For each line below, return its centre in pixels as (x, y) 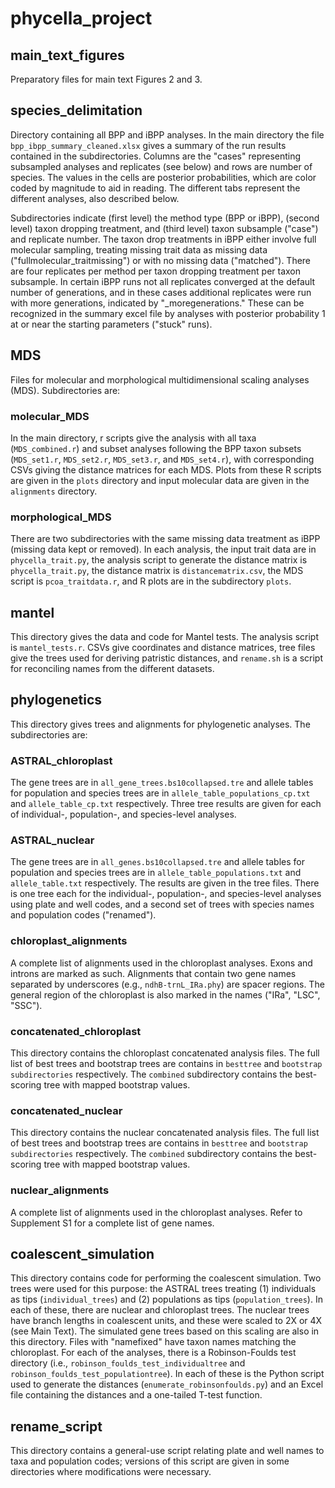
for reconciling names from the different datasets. (112, 669)
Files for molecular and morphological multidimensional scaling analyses (160, 379)
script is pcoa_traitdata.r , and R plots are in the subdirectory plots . (151, 581)
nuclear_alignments (60, 1190)
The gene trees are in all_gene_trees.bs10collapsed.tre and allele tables (162, 783)
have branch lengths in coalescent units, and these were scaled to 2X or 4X (166, 1321)
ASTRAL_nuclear (52, 840)
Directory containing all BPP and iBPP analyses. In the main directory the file (167, 134)
